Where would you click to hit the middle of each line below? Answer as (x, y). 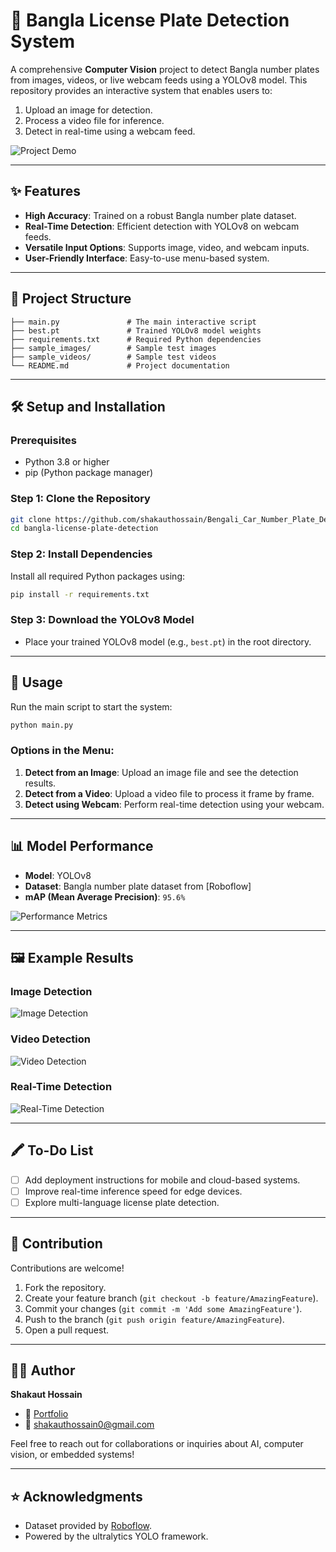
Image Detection (51, 991)
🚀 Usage (36, 682)
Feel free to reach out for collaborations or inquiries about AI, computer (157, 1444)
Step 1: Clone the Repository (80, 499)
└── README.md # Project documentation (120, 365)
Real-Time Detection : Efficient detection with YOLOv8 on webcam (162, 226)
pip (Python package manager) (89, 473)
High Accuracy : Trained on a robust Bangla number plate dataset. (160, 215)
